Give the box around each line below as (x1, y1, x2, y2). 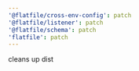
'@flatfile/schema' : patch (8, 26, 97, 34)
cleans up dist (8, 55, 53, 64)
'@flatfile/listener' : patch (8, 19, 104, 27)
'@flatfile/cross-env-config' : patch (8, 11, 132, 20)
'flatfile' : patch (8, 33, 68, 41)
